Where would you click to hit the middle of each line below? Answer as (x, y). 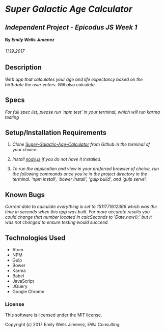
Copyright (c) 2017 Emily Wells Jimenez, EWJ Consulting (62, 325)
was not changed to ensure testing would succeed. (57, 222)
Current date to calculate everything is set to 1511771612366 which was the (81, 207)
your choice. (25, 150)
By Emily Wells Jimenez (30, 40)
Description (23, 67)
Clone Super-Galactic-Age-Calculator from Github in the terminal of (81, 144)
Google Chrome (28, 292)
